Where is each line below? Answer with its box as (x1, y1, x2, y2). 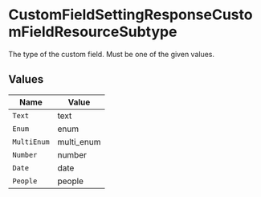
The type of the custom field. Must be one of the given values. (8, 49, 215, 59)
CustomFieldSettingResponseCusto (8, 6, 253, 24)
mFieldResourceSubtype (8, 23, 177, 41)
